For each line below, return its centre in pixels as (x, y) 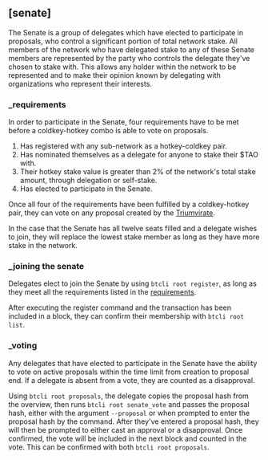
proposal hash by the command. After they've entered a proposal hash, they (134, 421)
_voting (23, 346)
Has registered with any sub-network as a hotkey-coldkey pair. (124, 146)
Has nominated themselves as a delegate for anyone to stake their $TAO (139, 155)
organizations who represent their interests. (80, 83)
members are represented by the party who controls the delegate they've (129, 58)
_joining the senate (46, 267)
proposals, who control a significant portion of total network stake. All (123, 41)
